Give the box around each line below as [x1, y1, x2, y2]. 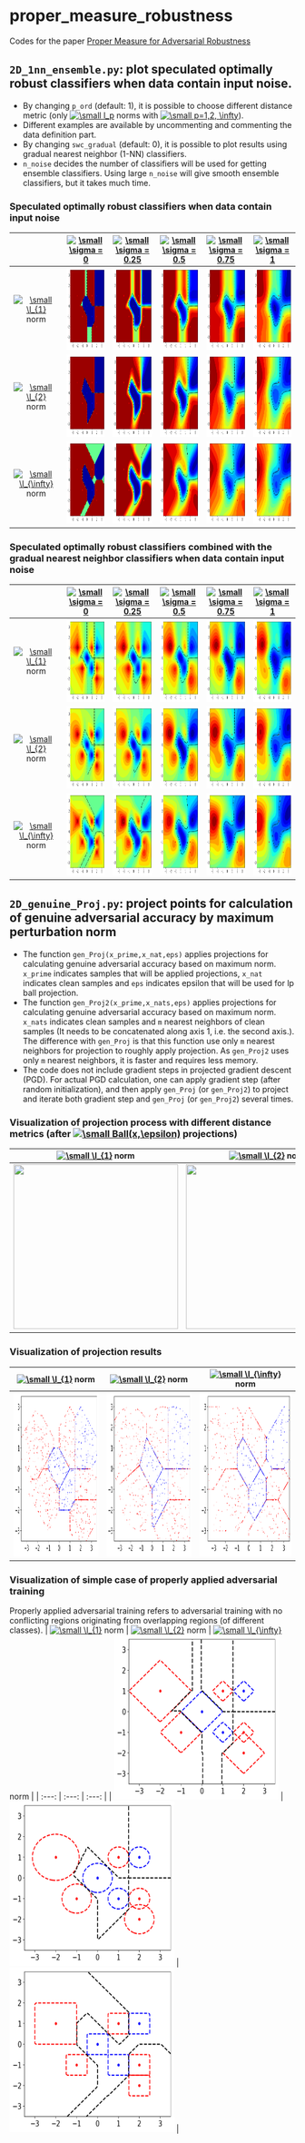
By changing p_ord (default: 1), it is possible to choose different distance [22, 100, 293, 111]
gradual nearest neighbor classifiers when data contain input [9, 551, 284, 564]
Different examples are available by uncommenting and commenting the [22, 119, 292, 130]
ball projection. [22, 987, 79, 998]
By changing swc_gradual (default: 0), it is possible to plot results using [22, 138, 288, 150]
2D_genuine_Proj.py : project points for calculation [9, 896, 293, 912]
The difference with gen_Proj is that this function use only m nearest [22, 1035, 275, 1046]
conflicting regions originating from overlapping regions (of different [9, 1615, 265, 1626]
